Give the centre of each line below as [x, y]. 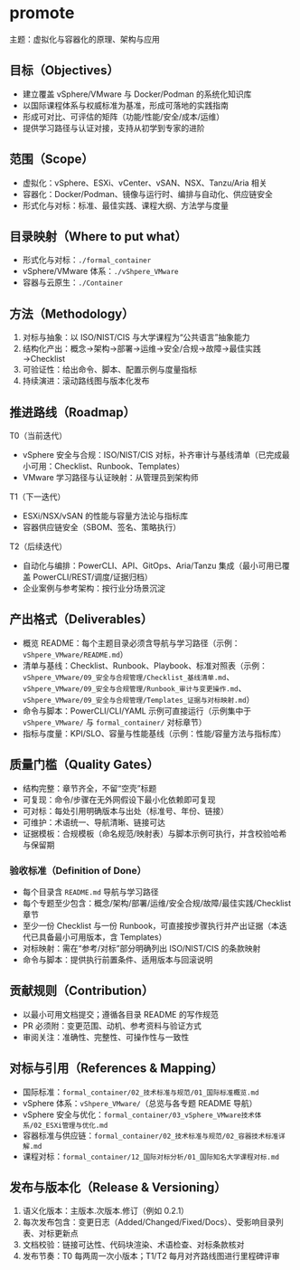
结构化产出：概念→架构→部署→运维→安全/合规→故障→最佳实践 [141, 349]
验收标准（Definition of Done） [78, 870]
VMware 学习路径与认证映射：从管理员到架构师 [110, 477]
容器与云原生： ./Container [73, 282]
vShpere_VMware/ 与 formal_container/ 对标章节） [114, 722]
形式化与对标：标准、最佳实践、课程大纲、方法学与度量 [125, 205]
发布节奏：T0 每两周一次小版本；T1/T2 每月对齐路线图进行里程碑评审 [151, 1256]
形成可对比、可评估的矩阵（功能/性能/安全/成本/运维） [123, 117]
